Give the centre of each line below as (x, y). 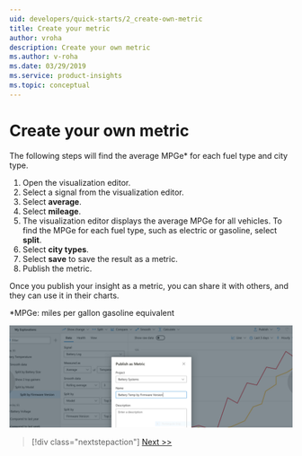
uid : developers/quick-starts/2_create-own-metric (106, 19)
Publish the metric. (57, 268)
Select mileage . (52, 211)
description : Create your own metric (80, 48)
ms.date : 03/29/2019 (48, 66)
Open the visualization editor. (76, 182)
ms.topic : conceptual (50, 85)
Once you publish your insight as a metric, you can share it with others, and (149, 285)
